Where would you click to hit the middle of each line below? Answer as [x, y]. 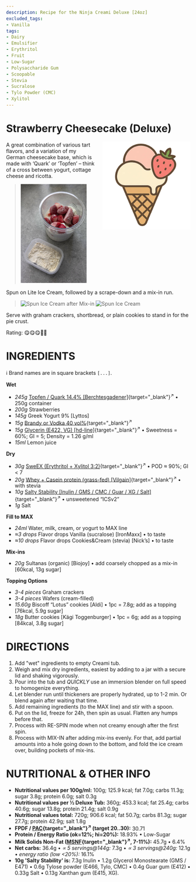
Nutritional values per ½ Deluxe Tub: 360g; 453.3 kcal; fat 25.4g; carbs [102, 802]
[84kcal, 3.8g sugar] [39, 623]
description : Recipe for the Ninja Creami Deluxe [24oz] [77, 12]
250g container [33, 403]
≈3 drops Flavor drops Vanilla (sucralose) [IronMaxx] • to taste [90, 534]
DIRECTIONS [37, 647]
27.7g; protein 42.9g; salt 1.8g [50, 821]
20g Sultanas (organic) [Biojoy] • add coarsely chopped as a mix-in [96, 563]
